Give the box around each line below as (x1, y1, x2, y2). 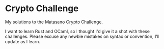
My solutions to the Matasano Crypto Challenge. (5, 19, 103, 25)
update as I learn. (5, 38, 41, 44)
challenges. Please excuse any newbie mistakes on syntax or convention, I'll (5, 33, 160, 39)
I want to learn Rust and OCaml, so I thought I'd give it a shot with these (5, 28, 150, 34)
